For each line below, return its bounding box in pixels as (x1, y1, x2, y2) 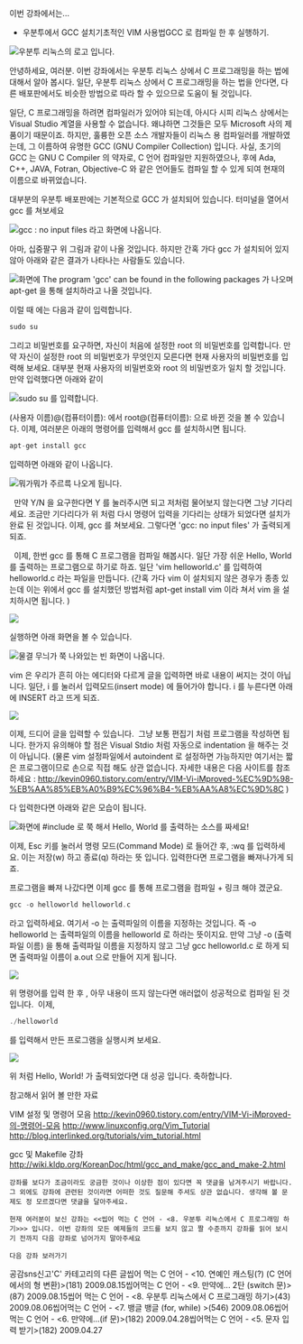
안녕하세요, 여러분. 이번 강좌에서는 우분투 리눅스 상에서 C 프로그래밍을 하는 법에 (9, 66, 289, 76)
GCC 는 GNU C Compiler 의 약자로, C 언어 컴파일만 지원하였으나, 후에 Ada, (9, 152, 277, 162)
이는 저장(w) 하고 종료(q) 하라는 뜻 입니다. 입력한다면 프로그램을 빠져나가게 (21, 852, 285, 862)
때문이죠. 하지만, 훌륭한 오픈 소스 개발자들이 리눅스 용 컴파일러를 (32, 130, 260, 140)
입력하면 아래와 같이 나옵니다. (9, 458, 114, 469)
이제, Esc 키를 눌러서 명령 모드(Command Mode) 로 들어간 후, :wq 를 (9, 840, 254, 851)
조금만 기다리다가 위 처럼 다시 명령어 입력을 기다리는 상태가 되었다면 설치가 (28, 508, 291, 519)
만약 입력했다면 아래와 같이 (9, 373, 104, 384)
